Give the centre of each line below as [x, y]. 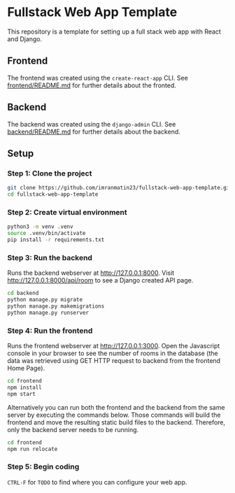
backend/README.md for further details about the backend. [94, 131]
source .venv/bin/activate [47, 234]
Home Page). [26, 369]
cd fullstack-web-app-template [53, 194]
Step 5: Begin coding [43, 467]
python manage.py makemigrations [56, 306]
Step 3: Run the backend [50, 257]
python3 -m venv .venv [40, 227]
